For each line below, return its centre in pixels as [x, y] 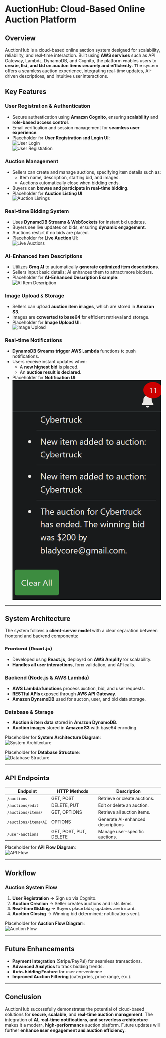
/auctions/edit [23, 806]
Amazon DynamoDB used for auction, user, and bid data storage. [79, 699]
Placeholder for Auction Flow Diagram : [45, 923]
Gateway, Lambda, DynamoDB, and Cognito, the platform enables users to [81, 60]
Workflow [21, 873]
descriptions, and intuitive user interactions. [64, 76]
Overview [21, 38]
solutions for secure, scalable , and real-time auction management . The [79, 1014]
